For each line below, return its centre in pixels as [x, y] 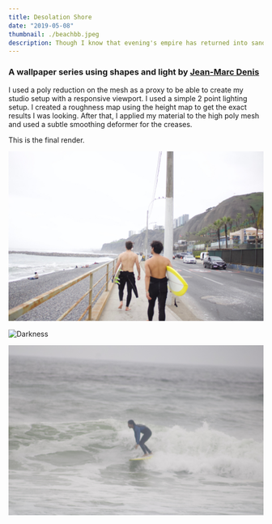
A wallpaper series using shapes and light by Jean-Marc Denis [134, 72]
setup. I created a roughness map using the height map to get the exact [127, 107]
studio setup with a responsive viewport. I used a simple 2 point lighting [128, 98]
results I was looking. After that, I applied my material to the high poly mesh [134, 115]
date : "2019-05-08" [41, 26]
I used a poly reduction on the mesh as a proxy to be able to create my [126, 90]
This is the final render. [47, 140]
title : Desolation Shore [50, 17]
